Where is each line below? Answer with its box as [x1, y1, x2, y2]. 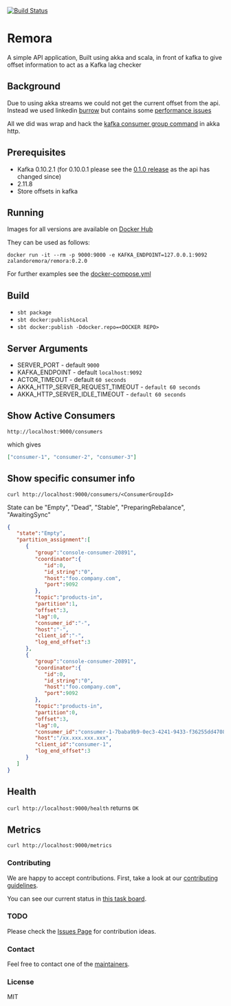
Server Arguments [7, 343, 88, 354]
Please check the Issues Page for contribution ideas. [7, 927, 157, 935]
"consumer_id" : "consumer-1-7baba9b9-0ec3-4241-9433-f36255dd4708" [34, 728, 229, 736]
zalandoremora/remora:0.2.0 [7, 258, 88, 265]
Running [7, 206, 45, 218]
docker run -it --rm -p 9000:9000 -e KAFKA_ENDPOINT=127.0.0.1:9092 [7, 252, 208, 259]
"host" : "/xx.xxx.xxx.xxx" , [34, 735, 112, 742]
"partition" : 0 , [34, 709, 78, 716]
